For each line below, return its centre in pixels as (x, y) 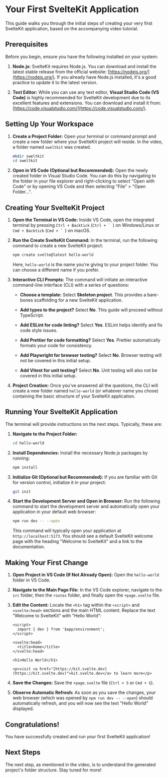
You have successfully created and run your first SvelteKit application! (78, 736)
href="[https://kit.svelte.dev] (73, 669)
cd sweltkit (25, 161)
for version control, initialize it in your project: (59, 482)
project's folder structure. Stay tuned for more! (53, 770)
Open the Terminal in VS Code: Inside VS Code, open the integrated (83, 220)
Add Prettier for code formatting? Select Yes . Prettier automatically (90, 340)
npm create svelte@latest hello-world (53, 255)
